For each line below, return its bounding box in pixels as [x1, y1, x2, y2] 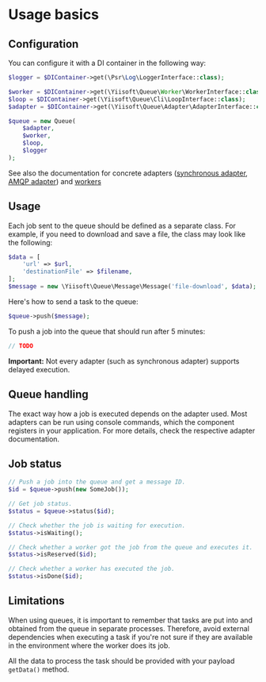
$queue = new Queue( [8, 117, 77, 125]
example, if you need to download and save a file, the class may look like [8, 229, 246, 239]
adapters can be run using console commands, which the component [8, 417, 235, 426]
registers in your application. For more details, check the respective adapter [8, 426, 256, 435]
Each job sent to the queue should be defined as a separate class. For [8, 221, 236, 230]
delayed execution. [8, 364, 70, 374]
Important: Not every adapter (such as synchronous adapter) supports [8, 356, 240, 366]
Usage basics [8, 6, 100, 24]
